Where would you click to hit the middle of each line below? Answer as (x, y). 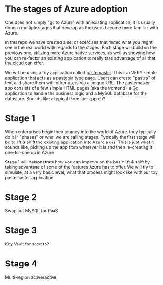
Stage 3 (21, 230)
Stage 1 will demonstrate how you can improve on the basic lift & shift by (78, 162)
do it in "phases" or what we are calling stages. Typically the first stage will (80, 137)
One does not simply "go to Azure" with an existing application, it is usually (80, 22)
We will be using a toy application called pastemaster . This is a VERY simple (81, 72)
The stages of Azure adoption (66, 9)
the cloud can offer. (25, 63)
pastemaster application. (30, 177)
